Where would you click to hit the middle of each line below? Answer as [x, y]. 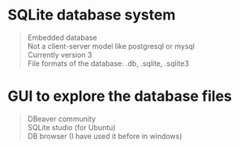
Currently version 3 [60, 54]
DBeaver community [62, 119]
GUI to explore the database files [120, 96]
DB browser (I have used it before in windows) [105, 136]
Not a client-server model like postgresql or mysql [111, 46]
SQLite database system [92, 15]
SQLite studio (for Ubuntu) [71, 127]
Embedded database [62, 37]
